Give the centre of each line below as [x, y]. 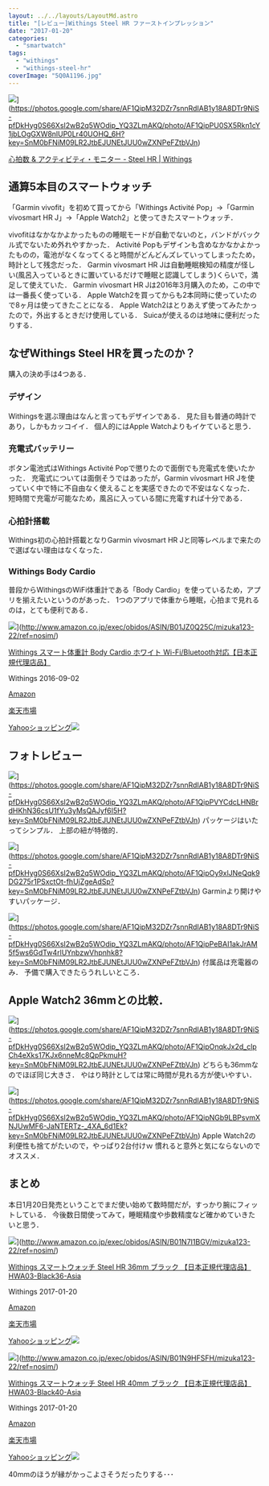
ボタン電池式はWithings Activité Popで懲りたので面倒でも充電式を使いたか [132, 468]
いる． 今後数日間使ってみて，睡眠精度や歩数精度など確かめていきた [142, 1214]
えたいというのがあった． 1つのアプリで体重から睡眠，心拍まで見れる [144, 600]
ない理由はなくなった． [68, 550]
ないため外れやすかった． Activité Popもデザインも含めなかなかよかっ [145, 245]
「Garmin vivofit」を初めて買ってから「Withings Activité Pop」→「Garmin [131, 208]
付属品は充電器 [227, 962]
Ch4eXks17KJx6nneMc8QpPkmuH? [67, 1055]
